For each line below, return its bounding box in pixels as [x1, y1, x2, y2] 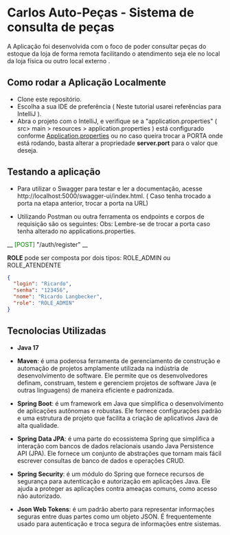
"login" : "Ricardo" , [13, 281, 72, 287]
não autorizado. [16, 492, 62, 500]
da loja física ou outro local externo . [7, 56, 111, 65]
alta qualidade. [16, 421, 60, 429]
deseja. [16, 146, 38, 154]
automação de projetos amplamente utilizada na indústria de [16, 364, 189, 372]
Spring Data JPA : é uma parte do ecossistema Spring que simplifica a [16, 435, 215, 443]
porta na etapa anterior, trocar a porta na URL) [16, 199, 149, 207]
